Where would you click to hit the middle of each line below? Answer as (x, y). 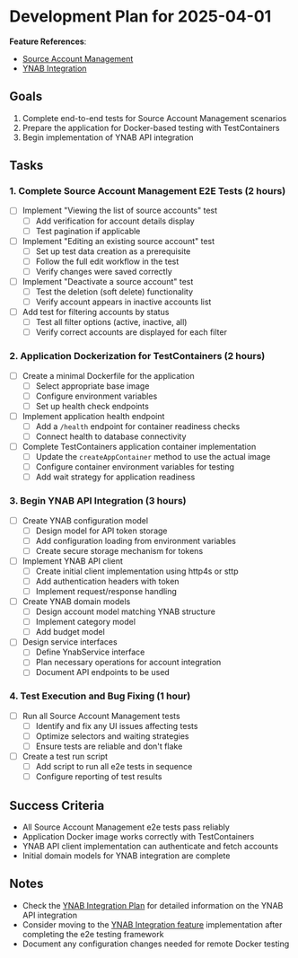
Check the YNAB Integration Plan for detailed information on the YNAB (153, 905)
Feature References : (48, 41)
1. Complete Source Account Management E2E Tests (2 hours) (148, 191)
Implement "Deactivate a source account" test (108, 281)
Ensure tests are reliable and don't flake (109, 746)
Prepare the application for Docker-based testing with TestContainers (151, 127)
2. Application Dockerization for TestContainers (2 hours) (137, 356)
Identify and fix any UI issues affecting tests (117, 725)
